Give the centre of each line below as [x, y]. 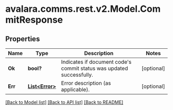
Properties [23, 39]
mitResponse [34, 20]
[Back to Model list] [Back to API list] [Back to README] [64, 102]
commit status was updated [94, 68]
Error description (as [86, 83]
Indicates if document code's [96, 62]
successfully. [77, 75]
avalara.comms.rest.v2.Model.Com [83, 9]
